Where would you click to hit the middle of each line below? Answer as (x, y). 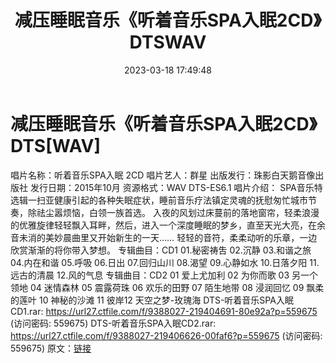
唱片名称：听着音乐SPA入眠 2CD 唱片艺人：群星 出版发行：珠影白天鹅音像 (163, 175)
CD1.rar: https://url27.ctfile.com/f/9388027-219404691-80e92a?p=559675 (164, 311)
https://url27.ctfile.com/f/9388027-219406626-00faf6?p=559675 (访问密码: (166, 335)
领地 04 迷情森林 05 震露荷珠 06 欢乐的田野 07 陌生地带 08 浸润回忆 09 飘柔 (167, 287)
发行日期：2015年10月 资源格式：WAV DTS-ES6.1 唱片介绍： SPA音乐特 (176, 187)
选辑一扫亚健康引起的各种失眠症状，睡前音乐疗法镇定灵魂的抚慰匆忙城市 (159, 200)
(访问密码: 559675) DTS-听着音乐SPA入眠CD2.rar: (113, 323)
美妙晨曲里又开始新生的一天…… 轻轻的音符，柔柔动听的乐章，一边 (181, 237)
